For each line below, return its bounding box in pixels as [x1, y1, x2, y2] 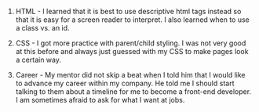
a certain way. [15, 55, 61, 64]
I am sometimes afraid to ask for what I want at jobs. [15, 96, 185, 104]
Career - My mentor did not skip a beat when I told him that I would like [15, 70, 246, 79]
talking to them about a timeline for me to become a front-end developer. [15, 87, 252, 96]
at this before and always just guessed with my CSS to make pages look [15, 47, 249, 56]
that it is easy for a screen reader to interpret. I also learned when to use [15, 15, 250, 24]
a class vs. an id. [15, 23, 70, 32]
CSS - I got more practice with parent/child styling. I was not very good [15, 38, 246, 48]
